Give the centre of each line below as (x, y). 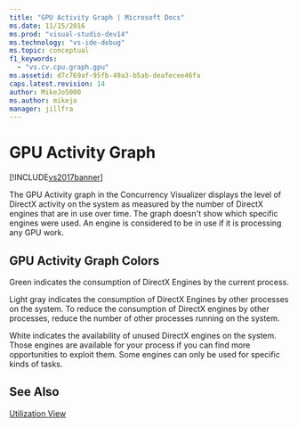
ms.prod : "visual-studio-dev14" (69, 34)
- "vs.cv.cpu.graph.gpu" (63, 68)
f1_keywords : (33, 59)
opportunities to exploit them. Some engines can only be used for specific (145, 354)
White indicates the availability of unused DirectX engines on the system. (143, 336)
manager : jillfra (41, 109)
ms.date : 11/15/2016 (48, 26)
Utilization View (38, 413)
